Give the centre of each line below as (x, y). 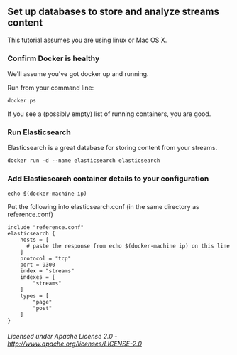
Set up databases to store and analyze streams (114, 12)
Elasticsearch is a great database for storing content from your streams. (112, 148)
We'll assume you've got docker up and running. (78, 74)
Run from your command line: (51, 88)
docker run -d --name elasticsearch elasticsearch (84, 161)
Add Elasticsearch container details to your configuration (108, 179)
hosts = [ (35, 240)
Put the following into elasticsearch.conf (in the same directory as (104, 206)
